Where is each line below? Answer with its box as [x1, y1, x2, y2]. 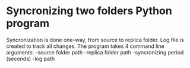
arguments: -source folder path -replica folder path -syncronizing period [6, 48, 184, 56]
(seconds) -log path [6, 55, 55, 62]
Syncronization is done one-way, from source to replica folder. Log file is [6, 36, 184, 43]
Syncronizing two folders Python [6, 4, 172, 18]
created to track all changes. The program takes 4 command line [6, 43, 164, 50]
